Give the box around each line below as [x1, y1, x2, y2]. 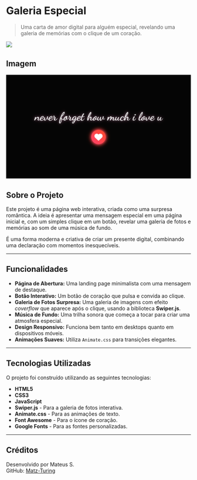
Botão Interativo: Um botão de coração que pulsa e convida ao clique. [14, 292, 186, 299]
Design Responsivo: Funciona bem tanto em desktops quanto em [14, 324, 174, 331]
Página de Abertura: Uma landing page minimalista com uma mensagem [14, 280, 191, 287]
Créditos [6, 445, 39, 455]
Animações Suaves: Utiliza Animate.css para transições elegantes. [14, 336, 177, 343]
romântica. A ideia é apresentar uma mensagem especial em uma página [6, 212, 182, 219]
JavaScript [14, 397, 42, 405]
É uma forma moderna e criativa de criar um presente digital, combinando [6, 236, 185, 243]
